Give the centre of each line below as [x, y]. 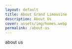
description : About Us [28, 19]
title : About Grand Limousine [36, 14]
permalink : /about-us [27, 28]
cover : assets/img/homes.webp [36, 24]
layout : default [22, 10]
